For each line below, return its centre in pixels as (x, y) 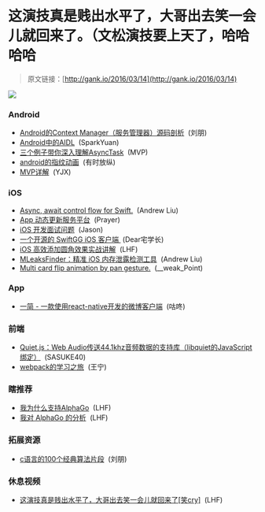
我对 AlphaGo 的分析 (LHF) (64, 417)
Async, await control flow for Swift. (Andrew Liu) (99, 210)
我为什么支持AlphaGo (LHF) (65, 408)
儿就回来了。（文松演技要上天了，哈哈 (129, 36)
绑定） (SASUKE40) (53, 357)
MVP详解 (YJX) (45, 172)
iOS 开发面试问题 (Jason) (61, 229)
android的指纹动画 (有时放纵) (67, 162)
